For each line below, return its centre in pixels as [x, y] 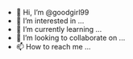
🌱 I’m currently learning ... [59, 29]
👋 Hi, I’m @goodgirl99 [52, 12]
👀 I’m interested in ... [50, 21]
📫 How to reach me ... [53, 47]
